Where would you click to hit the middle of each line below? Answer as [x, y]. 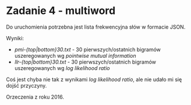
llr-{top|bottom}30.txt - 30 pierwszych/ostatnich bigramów [85, 62]
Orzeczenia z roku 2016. [35, 97]
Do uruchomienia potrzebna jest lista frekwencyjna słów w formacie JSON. [96, 27]
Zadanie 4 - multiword [61, 11]
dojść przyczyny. [26, 85]
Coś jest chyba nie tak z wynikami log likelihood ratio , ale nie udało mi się [94, 79]
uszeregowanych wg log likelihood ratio [62, 68]
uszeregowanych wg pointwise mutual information [75, 55]
